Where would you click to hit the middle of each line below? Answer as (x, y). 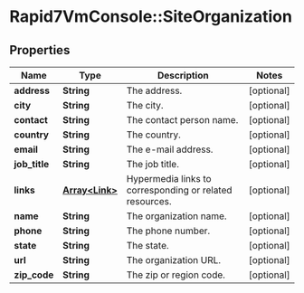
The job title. (152, 164)
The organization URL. (174, 260)
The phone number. (168, 231)
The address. (154, 90)
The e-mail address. (170, 149)
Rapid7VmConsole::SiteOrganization (151, 17)
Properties (40, 50)
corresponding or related (179, 190)
